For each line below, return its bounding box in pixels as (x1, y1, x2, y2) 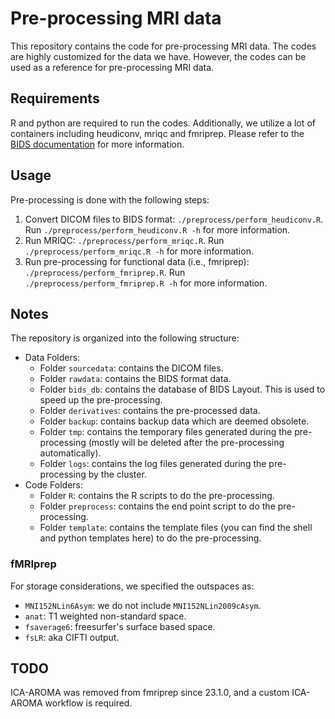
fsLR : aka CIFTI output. (24, 631, 120, 643)
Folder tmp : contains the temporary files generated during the (39, 426, 293, 438)
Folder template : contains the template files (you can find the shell (39, 522, 313, 534)
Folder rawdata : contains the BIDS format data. (39, 373, 232, 385)
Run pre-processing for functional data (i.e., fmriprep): (24, 255, 250, 267)
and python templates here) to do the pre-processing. (39, 532, 262, 544)
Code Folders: (24, 479, 84, 491)
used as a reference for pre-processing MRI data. (10, 61, 215, 73)
